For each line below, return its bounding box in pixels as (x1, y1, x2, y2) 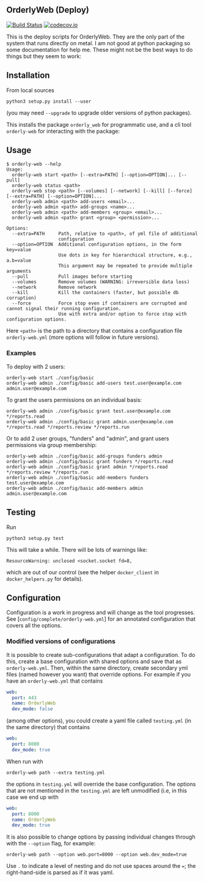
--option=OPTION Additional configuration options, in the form (12, 242, 182, 248)
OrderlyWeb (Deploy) (6, 5, 90, 15)
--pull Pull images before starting (12, 273, 133, 280)
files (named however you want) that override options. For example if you (6, 670, 191, 678)
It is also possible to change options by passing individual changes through (6, 833, 195, 840)
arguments (6, 269, 32, 275)
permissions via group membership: (6, 441, 97, 448)
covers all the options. (6, 622, 62, 629)
